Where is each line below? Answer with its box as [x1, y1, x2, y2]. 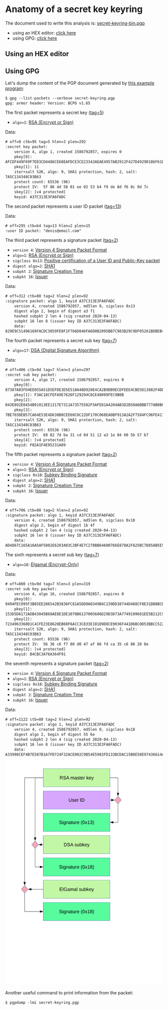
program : [5, 85, 24, 91]
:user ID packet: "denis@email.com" [5, 228, 81, 234]
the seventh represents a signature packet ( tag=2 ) [5, 661, 109, 667]
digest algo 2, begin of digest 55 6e [14, 732, 95, 737]
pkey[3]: [14, 407, 32, 412]
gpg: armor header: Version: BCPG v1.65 [5, 101, 91, 106]
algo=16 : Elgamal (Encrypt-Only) [12, 561, 79, 567]
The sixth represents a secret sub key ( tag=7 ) [5, 552, 99, 558]
